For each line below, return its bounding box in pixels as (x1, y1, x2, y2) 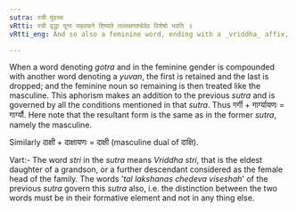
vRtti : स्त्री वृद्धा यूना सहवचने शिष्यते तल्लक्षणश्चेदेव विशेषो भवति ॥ (9, 21, 194, 30)
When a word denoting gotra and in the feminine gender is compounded (9, 61, 275, 72)
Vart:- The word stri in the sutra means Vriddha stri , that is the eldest (9, 155, 263, 166)
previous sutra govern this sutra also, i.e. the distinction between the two (9, 183, 278, 194)
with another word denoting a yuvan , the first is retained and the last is (9, 71, 269, 82)
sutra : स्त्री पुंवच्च (9, 12, 64, 22)
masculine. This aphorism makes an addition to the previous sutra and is (9, 90, 276, 101)
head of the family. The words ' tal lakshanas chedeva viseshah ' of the (9, 174, 269, 184)
